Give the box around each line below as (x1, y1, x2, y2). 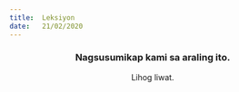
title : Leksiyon (9, 13, 75, 23)
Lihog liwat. (131, 71, 174, 82)
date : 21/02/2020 (9, 22, 84, 31)
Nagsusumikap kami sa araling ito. (75, 51, 231, 64)
